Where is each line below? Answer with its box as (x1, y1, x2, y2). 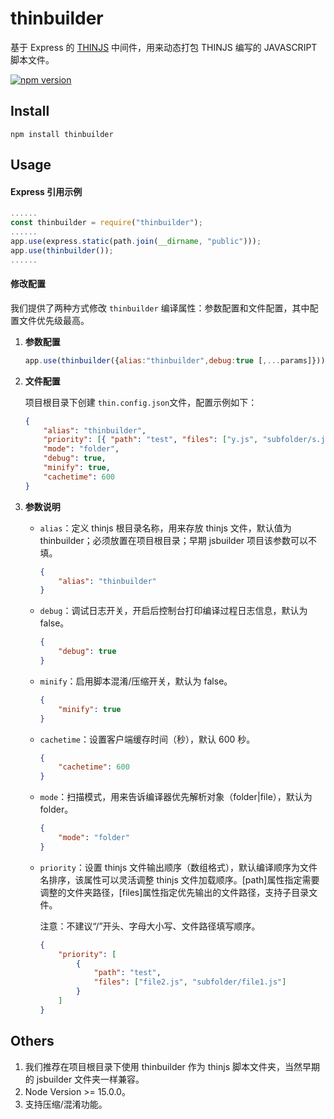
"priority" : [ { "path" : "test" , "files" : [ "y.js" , (43, 435, 259, 445)
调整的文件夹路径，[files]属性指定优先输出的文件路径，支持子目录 (39, 886, 310, 898)
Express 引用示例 (10, 185, 83, 197)
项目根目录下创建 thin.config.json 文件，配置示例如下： (24, 396, 258, 408)
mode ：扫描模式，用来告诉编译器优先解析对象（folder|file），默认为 (39, 791, 313, 803)
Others (10, 1033, 55, 1050)
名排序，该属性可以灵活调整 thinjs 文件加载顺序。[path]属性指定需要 (39, 873, 320, 886)
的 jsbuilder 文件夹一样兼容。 (24, 1073, 145, 1085)
